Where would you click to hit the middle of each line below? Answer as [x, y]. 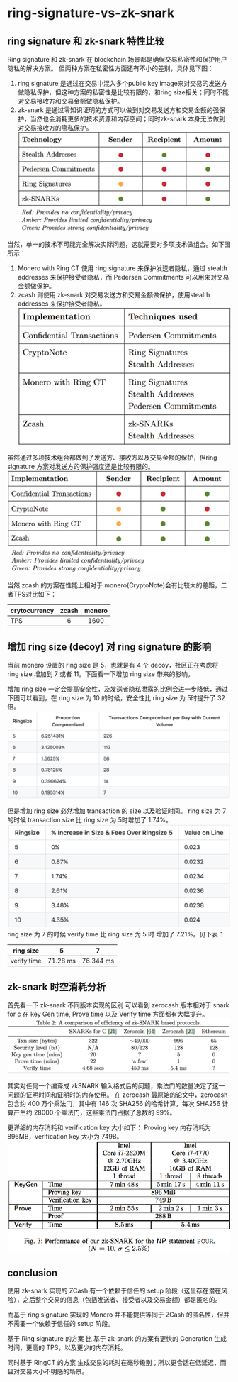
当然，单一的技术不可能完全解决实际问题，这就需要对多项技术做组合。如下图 [119, 244]
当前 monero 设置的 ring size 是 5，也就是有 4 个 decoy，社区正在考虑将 [113, 665]
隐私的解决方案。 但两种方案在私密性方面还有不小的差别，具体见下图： [110, 68]
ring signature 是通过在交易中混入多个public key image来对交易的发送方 [123, 83]
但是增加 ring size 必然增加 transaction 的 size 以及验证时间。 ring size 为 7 [117, 811]
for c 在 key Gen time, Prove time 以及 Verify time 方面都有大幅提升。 [108, 1014]
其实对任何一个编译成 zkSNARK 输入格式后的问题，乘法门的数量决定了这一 [116, 1085]
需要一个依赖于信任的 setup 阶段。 [64, 1324]
